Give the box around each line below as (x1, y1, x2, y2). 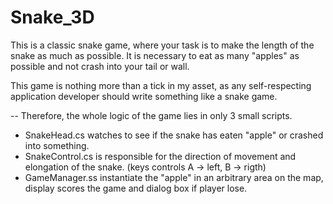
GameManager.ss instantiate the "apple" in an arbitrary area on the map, (24, 171, 324, 183)
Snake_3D (10, 6, 95, 29)
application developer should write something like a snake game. (10, 90, 278, 102)
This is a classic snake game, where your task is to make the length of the (10, 39, 315, 51)
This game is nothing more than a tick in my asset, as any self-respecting (10, 79, 312, 91)
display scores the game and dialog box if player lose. (24, 182, 248, 194)
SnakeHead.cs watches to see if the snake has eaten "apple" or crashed (24, 129, 324, 141)
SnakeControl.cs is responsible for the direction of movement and (24, 150, 297, 162)
